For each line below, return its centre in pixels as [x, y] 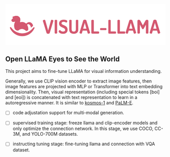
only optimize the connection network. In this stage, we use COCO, [83, 128]
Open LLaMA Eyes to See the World [63, 59]
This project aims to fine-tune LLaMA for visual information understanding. [83, 71]
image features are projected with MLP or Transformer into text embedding [84, 87]
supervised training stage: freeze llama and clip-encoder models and [85, 123]
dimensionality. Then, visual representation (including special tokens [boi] [82, 92]
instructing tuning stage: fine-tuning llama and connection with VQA [84, 144]
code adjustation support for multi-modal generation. [68, 113]
